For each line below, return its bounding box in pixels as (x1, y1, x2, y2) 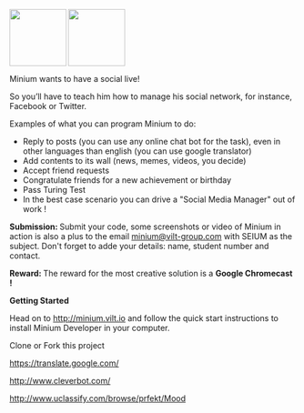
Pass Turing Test (22, 185, 86, 195)
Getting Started (9, 296, 70, 306)
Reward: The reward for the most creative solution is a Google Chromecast (9, 268, 293, 278)
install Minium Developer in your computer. (9, 323, 170, 333)
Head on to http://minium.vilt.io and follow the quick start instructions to (9, 313, 279, 323)
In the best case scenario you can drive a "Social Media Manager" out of (22, 194, 296, 205)
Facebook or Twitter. (9, 101, 87, 111)
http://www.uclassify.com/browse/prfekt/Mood (9, 393, 187, 404)
